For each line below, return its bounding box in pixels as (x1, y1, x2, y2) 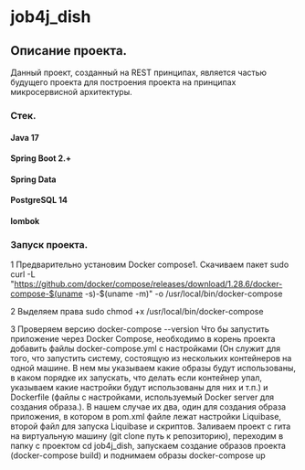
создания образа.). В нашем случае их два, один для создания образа (10, 401, 287, 412)
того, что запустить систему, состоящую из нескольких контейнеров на (10, 353, 292, 364)
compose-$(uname (10, 288, 83, 299)
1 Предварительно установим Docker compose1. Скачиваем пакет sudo (10, 259, 289, 271)
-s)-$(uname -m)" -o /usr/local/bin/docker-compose (84, 288, 283, 299)
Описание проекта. (10, 43, 127, 59)
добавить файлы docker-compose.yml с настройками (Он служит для (10, 343, 281, 354)
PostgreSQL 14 (10, 195, 68, 206)
